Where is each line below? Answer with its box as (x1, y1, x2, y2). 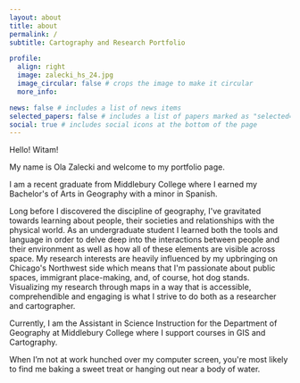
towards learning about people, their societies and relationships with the (9, 215, 275, 226)
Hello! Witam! (9, 145, 59, 155)
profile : (9, 54, 42, 63)
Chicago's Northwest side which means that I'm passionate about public (9, 262, 276, 273)
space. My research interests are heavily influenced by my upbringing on (9, 254, 279, 264)
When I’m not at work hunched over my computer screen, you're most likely (9, 354, 288, 365)
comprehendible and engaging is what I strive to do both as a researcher (9, 291, 277, 302)
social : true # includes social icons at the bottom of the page (9, 120, 257, 129)
